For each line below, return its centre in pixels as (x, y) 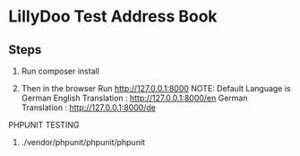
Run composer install (60, 71)
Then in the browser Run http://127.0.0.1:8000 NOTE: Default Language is (156, 88)
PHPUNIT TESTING (44, 125)
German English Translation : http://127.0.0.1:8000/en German (134, 98)
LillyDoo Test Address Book (113, 17)
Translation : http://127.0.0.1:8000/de (88, 108)
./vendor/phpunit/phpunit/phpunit (83, 142)
